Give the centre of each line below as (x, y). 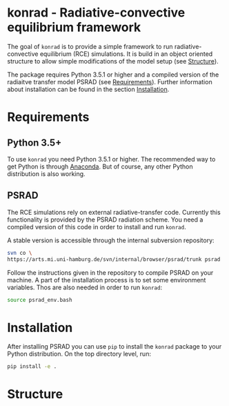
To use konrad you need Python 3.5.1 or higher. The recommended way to (111, 159)
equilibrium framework (74, 27)
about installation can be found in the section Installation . (88, 89)
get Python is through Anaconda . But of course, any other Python (100, 166)
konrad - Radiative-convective (96, 13)
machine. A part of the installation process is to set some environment (107, 280)
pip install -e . (32, 367)
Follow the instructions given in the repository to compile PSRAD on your (110, 272)
